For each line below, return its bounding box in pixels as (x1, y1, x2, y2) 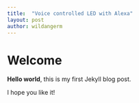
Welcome (7, 52, 62, 68)
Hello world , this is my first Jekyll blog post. (7, 75, 131, 83)
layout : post (7, 16, 45, 23)
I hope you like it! (7, 89, 55, 97)
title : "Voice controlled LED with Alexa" (7, 10, 134, 17)
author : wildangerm (7, 23, 63, 30)
